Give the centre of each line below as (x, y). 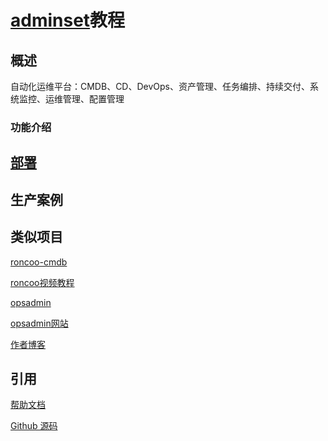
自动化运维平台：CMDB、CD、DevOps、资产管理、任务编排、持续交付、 (160, 86)
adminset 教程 (68, 20)
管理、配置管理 (93, 99)
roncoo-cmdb (39, 262)
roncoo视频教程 (42, 282)
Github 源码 (34, 426)
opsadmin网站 (39, 323)
